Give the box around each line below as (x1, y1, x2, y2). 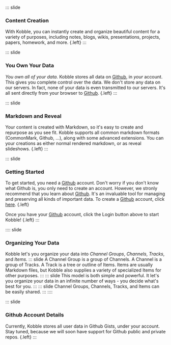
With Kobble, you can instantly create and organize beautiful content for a (5, 29, 160, 35)
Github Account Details (5, 311, 64, 319)
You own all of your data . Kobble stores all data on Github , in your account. (5, 73, 163, 79)
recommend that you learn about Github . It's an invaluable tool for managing (5, 191, 165, 197)
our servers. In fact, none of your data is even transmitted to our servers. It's (5, 84, 166, 91)
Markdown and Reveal (5, 112, 62, 119)
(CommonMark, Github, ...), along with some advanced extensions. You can (5, 135, 164, 141)
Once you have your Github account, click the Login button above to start (5, 211, 159, 218)
